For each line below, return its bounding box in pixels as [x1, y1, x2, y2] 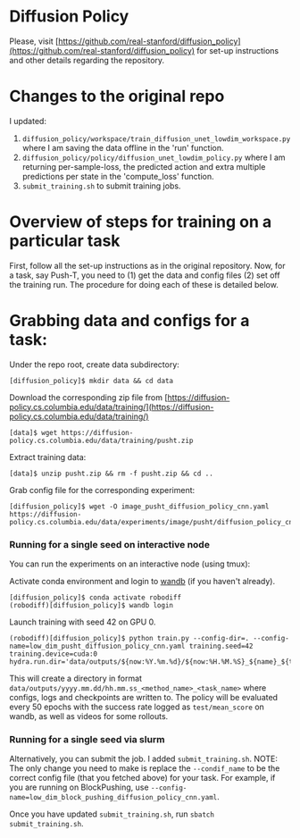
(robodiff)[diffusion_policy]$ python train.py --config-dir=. [9, 634, 250, 643]
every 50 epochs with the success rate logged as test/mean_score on [9, 701, 265, 712]
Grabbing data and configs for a [9, 311, 250, 331]
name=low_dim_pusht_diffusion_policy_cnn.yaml [9, 641, 186, 651]
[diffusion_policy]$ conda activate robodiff [9, 593, 181, 602]
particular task [9, 230, 121, 251]
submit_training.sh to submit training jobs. [21, 180, 181, 191]
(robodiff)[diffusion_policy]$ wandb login [9, 601, 174, 610]
